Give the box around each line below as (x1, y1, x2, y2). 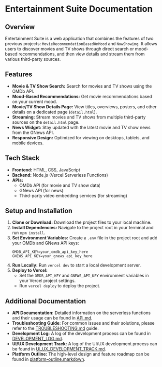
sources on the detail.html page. (12, 119, 80, 125)
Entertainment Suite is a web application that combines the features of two (5, 35, 154, 41)
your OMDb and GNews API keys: (12, 240, 79, 246)
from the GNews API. (12, 130, 54, 135)
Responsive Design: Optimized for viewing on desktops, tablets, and (12, 134, 150, 140)
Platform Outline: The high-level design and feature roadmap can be (12, 351, 150, 357)
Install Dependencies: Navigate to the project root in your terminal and (12, 225, 154, 231)
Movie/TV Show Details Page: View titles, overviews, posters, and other (12, 103, 157, 110)
